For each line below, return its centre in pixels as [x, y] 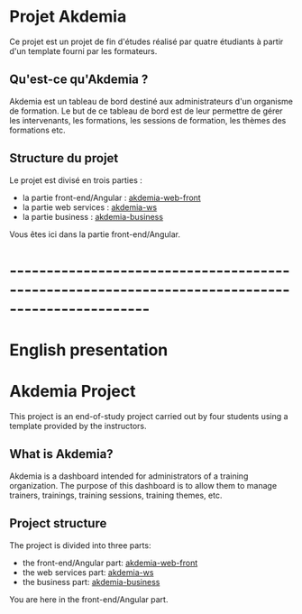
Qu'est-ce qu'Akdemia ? [79, 80]
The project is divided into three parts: [80, 545]
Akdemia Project [73, 392]
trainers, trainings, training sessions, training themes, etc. [116, 495]
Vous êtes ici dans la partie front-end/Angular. [95, 234]
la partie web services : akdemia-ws [90, 207]
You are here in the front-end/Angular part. [89, 599]
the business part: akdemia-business [91, 582]
